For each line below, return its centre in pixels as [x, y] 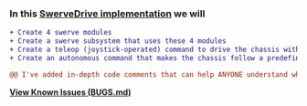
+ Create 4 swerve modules [61, 33]
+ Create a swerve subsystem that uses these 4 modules [118, 41]
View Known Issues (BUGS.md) [70, 92]
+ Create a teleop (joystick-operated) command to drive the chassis [145, 50]
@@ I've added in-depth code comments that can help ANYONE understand [148, 74]
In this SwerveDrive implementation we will [107, 14]
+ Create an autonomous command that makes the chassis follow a [136, 58]
